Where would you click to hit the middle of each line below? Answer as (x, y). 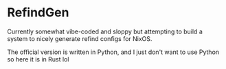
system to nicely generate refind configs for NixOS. (80, 38)
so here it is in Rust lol (38, 59)
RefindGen (38, 13)
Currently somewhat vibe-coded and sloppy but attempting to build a (105, 31)
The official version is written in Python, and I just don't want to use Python (113, 52)
